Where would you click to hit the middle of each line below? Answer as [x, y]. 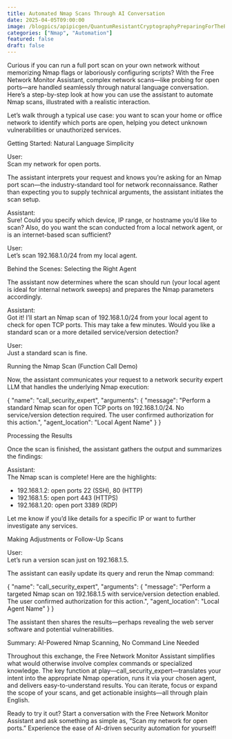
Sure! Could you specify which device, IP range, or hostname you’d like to [112, 220]
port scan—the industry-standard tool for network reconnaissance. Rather [113, 185]
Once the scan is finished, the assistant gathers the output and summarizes [115, 449]
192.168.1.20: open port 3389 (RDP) [67, 505]
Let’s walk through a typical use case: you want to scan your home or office [115, 115]
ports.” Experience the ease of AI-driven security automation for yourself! [112, 728]
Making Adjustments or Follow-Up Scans [65, 539]
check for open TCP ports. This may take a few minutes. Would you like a [111, 325]
